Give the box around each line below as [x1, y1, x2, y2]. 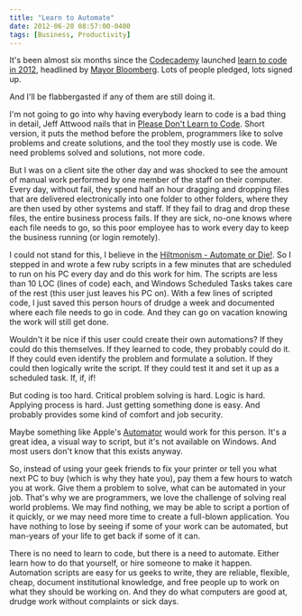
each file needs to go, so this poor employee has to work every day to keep [9, 222, 289, 233]
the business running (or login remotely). [9, 232, 160, 243]
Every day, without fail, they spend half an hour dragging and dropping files [9, 184, 290, 195]
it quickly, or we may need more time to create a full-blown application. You [9, 511, 290, 522]
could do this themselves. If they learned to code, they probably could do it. [9, 344, 291, 355]
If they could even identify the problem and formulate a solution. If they [9, 353, 273, 364]
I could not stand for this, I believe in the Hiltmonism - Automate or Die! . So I [9, 249, 291, 260]
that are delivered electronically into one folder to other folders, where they [9, 193, 288, 204]
